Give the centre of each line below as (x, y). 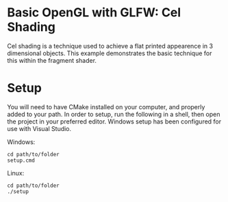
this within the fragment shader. (52, 60)
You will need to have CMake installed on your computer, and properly (106, 106)
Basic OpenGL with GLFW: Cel (94, 13)
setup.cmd (21, 160)
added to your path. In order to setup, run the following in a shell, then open (114, 114)
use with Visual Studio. (39, 128)
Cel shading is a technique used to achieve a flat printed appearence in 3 (110, 46)
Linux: (16, 173)
